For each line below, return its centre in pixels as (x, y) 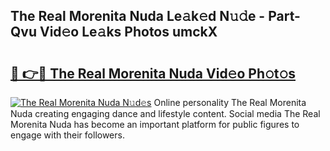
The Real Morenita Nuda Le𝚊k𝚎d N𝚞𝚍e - (138, 16)
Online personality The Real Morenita (230, 102)
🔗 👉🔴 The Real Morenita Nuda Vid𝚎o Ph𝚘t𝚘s (153, 73)
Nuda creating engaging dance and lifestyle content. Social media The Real (165, 113)
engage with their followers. (67, 135)
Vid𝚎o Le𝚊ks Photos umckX (128, 32)
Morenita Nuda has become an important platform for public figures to (155, 124)
